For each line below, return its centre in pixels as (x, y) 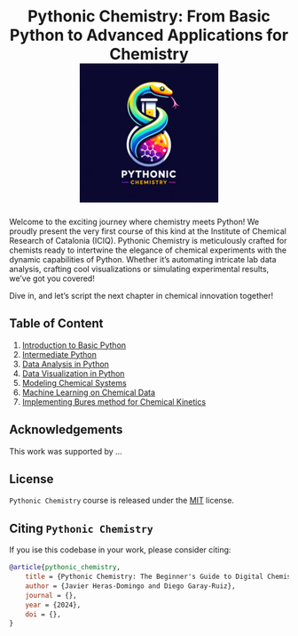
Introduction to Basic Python (74, 345)
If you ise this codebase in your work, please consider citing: (120, 550)
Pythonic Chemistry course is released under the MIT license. (122, 501)
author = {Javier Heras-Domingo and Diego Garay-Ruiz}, (131, 586)
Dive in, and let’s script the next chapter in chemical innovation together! (141, 295)
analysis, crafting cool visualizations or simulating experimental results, (139, 269)
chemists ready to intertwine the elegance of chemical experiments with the (148, 250)
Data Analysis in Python (65, 364)
